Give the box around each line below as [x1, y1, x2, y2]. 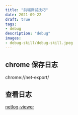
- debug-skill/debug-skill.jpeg [5, 41, 73, 46]
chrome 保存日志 [5, 60, 58, 69]
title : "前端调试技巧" [5, 7, 48, 13]
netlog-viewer [5, 104, 34, 110]
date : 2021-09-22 [5, 12, 42, 17]
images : [5, 36, 22, 41]
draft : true [5, 17, 30, 22]
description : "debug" [5, 31, 51, 36]
